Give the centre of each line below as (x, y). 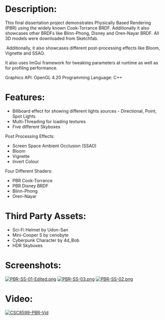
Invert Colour (26, 161)
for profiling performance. (31, 68)
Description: (31, 9)
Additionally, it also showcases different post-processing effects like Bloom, (83, 48)
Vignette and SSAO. (25, 53)
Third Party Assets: (46, 216)
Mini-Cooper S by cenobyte (40, 235)
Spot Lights (24, 116)
